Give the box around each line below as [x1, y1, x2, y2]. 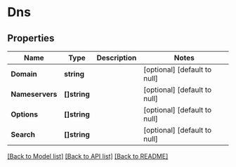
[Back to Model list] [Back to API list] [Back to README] [7, 152, 169, 160]
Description [96, 53, 137, 62]
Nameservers [11, 89, 58, 99]
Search [11, 130, 35, 139]
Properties [7, 32, 55, 44]
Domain [11, 69, 37, 79]
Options [11, 109, 39, 119]
